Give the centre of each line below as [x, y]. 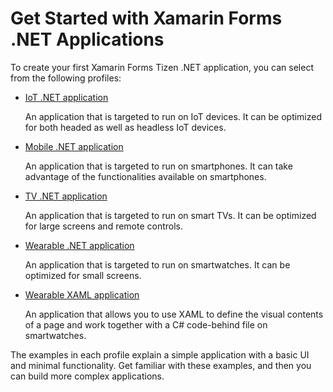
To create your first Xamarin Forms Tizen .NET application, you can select [162, 67]
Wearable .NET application [79, 245]
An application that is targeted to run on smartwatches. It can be [157, 264]
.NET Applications [87, 39]
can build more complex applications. [87, 376]
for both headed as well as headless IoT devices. [125, 127]
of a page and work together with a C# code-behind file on [146, 324]
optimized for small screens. [83, 275]
